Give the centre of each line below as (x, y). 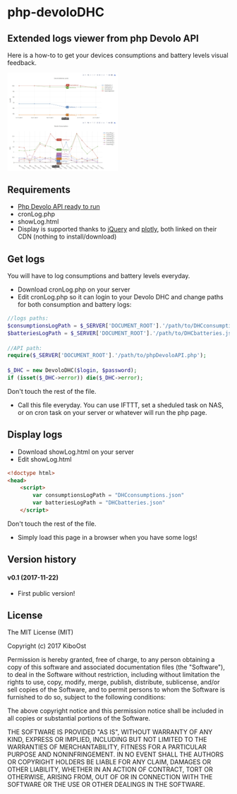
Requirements (39, 190)
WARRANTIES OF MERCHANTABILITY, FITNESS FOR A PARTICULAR (107, 747)
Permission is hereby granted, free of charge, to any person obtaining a (111, 660)
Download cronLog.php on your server (74, 289)
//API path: (25, 348)
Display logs (35, 435)
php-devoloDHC (56, 12)
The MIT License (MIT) (41, 632)
